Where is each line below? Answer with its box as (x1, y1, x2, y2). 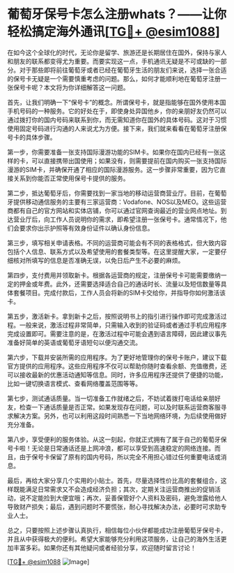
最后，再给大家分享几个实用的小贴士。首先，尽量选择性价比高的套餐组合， (7, 476, 221, 484)
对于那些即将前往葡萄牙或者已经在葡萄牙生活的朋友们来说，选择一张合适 (19, 66, 227, 74)
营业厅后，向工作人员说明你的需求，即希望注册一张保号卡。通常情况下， (13, 215, 221, 224)
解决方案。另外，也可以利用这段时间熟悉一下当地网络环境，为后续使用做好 (13, 412, 227, 420)
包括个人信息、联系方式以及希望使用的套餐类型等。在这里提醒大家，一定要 (7, 247, 221, 256)
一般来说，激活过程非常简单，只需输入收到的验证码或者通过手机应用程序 (19, 321, 227, 329)
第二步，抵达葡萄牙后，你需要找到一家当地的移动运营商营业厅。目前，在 (7, 189, 214, 197)
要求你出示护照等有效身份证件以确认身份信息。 (19, 224, 154, 232)
